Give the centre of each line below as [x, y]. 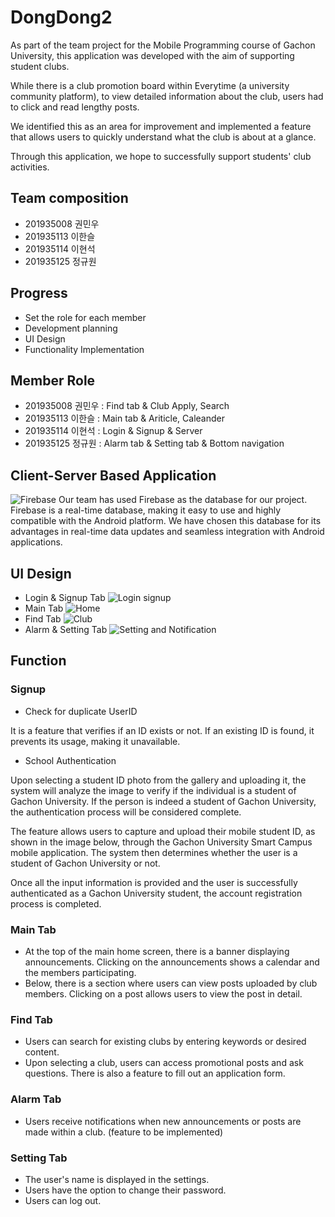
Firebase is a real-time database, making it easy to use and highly [146, 510]
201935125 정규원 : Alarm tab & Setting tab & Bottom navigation [154, 443]
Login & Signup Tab [65, 597]
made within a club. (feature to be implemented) [124, 1132]
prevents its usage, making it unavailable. [95, 741]
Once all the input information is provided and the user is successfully [154, 882]
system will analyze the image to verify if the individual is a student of [153, 790]
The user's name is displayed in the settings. [117, 1179]
